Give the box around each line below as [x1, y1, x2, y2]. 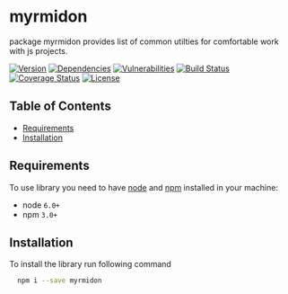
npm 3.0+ [22, 209, 58, 219]
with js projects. [9, 45, 68, 56]
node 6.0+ [22, 200, 60, 210]
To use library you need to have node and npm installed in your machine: [9, 182, 278, 192]
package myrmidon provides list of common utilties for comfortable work [9, 36, 280, 47]
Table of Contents [9, 99, 112, 114]
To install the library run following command [9, 259, 172, 270]
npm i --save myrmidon [17, 276, 102, 285]
